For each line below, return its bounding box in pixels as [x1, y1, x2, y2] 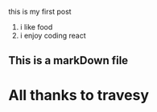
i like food [19, 22, 53, 31]
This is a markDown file [8, 54, 129, 67]
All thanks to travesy [8, 86, 150, 104]
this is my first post [8, 7, 72, 16]
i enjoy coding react [19, 31, 86, 40]
